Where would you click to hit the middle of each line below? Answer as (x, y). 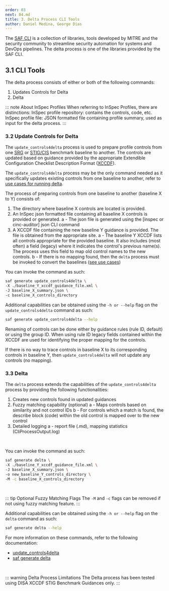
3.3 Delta (17, 373)
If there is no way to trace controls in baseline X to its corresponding (76, 349)
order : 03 (16, 10)
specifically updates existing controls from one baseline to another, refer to (83, 178)
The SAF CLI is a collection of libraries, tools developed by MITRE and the (81, 38)
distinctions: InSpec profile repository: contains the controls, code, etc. (79, 113)
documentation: (22, 543)
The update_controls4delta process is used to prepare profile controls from (84, 147)
